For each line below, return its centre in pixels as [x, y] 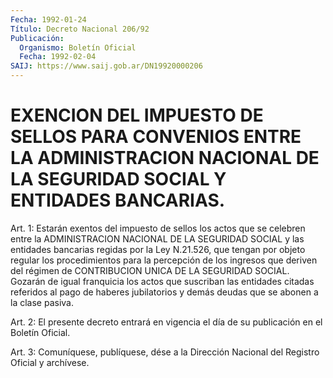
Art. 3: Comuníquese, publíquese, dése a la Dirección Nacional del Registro [165, 352]
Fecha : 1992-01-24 [48, 19]
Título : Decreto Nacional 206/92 [80, 29]
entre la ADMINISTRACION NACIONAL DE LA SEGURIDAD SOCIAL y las [157, 238]
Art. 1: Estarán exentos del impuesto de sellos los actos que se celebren [158, 228]
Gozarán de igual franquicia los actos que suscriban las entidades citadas [162, 281]
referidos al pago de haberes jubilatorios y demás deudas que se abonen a [164, 292]
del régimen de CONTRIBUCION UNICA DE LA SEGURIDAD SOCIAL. [150, 270]
